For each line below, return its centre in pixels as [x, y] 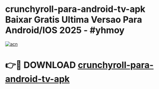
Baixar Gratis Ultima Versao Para [74, 20]
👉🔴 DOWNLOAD [40, 65]
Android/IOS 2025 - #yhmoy [65, 30]
